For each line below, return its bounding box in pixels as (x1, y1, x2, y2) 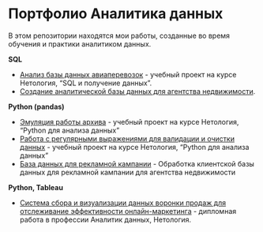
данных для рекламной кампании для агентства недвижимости (19, 167, 236, 177)
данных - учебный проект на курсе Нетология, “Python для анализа (19, 142, 250, 152)
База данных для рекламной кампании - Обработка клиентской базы (19, 159, 255, 168)
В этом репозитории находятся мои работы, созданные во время (8, 31, 231, 40)
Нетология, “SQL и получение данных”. (19, 78, 152, 88)
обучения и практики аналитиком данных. (8, 39, 152, 48)
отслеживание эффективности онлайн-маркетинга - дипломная (19, 206, 237, 215)
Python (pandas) (8, 102, 65, 111)
